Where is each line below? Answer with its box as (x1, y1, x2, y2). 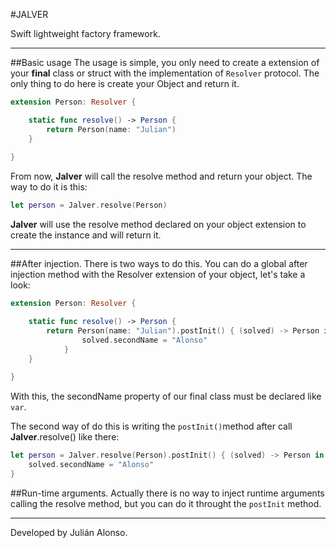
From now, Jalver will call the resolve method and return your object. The (10, 170, 313, 183)
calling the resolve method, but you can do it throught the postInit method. (10, 497, 322, 509)
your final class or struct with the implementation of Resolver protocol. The (10, 67, 320, 79)
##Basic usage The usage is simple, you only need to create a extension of (10, 57, 320, 68)
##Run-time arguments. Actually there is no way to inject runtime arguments (10, 487, 325, 499)
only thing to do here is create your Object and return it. (10, 78, 240, 89)
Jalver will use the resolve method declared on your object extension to (10, 219, 307, 231)
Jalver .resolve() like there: (10, 431, 120, 443)
